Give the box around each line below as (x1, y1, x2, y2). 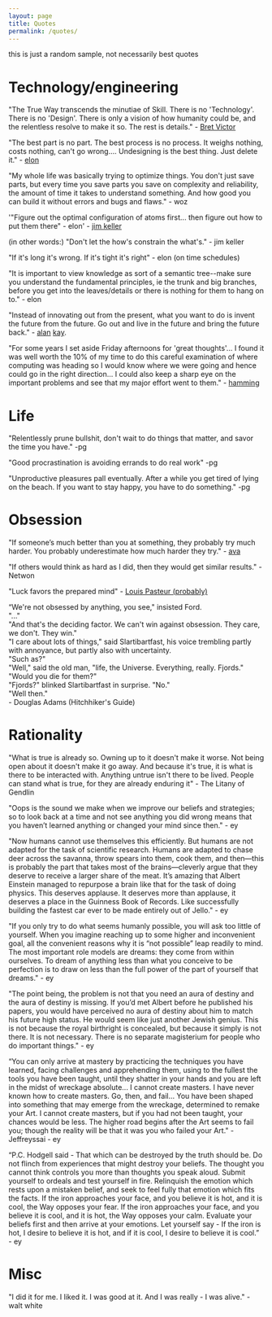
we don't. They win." (8, 628, 77, 638)
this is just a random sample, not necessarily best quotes (8, 50, 199, 59)
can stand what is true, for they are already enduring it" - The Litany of (8, 779, 245, 789)
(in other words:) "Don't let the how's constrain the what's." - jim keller (8, 237, 244, 247)
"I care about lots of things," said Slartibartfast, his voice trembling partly (8, 637, 252, 647)
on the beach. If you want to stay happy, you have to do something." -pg (8, 482, 251, 492)
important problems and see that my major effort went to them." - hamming (8, 378, 260, 387)
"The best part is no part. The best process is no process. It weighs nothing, (8, 138, 264, 147)
